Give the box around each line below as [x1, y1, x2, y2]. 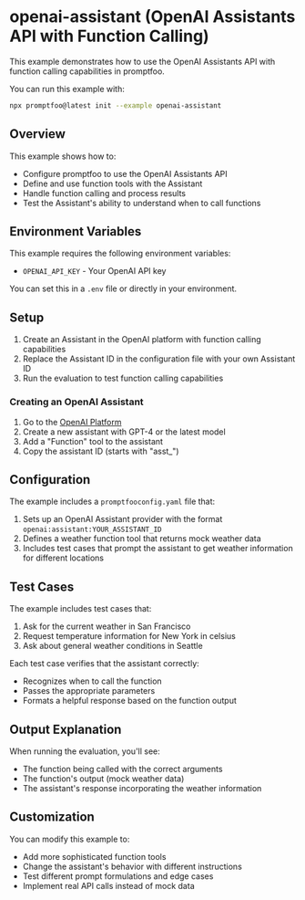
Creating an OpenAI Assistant [9, 395, 144, 408]
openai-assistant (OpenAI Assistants [9, 6, 296, 27]
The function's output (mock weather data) [22, 773, 185, 784]
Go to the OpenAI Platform [22, 416, 122, 427]
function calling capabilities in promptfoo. [9, 66, 166, 77]
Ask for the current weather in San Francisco [22, 621, 191, 632]
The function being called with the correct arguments [22, 763, 223, 774]
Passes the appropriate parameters [22, 685, 156, 696]
